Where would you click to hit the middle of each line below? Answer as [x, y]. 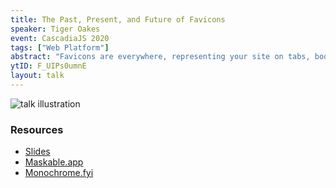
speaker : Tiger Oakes [55, 29]
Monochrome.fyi [59, 173]
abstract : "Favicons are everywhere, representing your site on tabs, [160, 57]
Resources [37, 129]
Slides [37, 152]
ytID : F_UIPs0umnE [48, 66]
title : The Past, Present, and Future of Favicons [118, 19]
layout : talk [37, 76]
